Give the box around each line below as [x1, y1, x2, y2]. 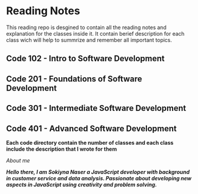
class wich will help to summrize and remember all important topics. [6, 36, 173, 43]
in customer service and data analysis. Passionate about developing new [6, 174, 191, 182]
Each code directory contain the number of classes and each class [6, 139, 174, 146]
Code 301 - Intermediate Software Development [6, 103, 187, 113]
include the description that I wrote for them [6, 145, 117, 152]
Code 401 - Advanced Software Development [6, 123, 177, 133]
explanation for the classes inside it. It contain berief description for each [6, 30, 185, 37]
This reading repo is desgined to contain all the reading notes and [6, 24, 167, 31]
